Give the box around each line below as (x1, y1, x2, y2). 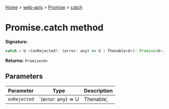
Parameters (5, 72, 43, 81)
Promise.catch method (5, 22, 104, 33)
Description (84, 87, 113, 94)
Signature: (5, 38, 28, 44)
